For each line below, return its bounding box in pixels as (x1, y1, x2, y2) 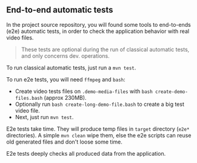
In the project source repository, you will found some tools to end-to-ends (6, 21, 191, 28)
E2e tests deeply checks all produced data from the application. (6, 150, 166, 157)
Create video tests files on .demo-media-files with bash (15, 88, 153, 95)
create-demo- (155, 88, 188, 95)
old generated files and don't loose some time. (6, 138, 123, 145)
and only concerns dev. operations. (21, 52, 110, 60)
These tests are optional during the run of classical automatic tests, (21, 46, 190, 53)
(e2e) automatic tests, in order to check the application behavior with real (6, 27, 190, 35)
